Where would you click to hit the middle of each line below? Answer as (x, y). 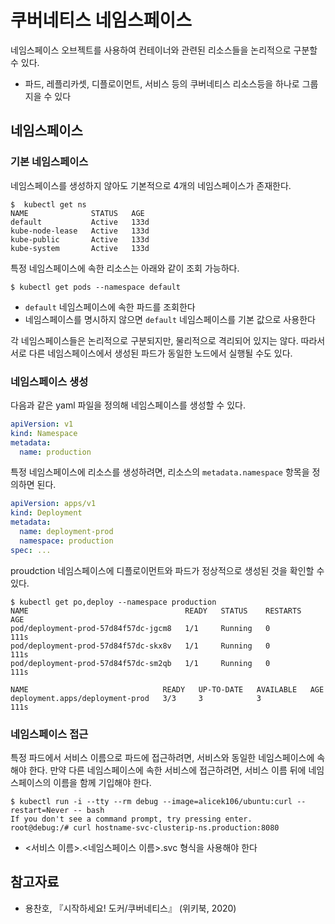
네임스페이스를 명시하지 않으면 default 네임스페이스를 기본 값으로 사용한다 (170, 319)
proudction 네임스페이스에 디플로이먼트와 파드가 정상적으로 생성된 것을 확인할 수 (167, 570)
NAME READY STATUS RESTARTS (156, 611)
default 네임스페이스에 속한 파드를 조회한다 (110, 307)
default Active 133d (80, 222)
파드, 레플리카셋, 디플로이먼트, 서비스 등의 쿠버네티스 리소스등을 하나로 (162, 83)
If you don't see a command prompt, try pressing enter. (131, 819)
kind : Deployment (46, 513)
